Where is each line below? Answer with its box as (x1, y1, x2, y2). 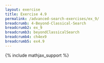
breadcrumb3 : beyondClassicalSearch (5, 30, 80, 35)
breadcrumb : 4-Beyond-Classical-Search (5, 21, 86, 26)
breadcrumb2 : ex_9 (5, 25, 42, 30)
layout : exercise (5, 7, 41, 12)
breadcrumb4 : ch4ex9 (5, 35, 47, 40)
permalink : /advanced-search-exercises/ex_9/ (5, 16, 99, 21)
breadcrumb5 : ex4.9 (5, 39, 45, 44)
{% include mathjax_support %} (5, 52, 69, 58)
